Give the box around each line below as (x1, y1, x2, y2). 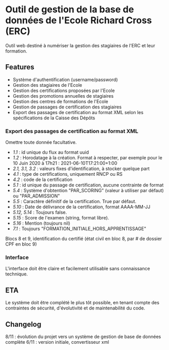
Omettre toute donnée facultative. (5, 139, 77, 145)
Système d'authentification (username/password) (12, 76, 118, 83)
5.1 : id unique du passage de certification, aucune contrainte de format (12, 182, 164, 188)
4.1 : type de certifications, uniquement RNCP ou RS (12, 171, 123, 177)
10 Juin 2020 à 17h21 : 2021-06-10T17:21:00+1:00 (12, 160, 117, 167)
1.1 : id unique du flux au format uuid (12, 149, 89, 155)
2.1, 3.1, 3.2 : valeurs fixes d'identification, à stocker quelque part (12, 165, 150, 172)
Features (5, 63, 34, 71)
